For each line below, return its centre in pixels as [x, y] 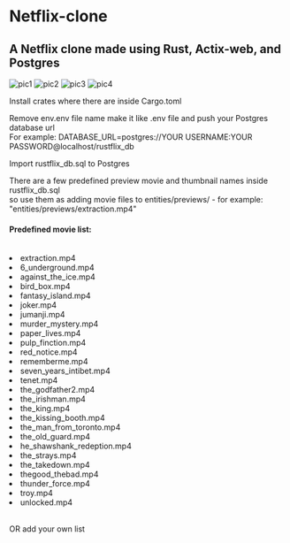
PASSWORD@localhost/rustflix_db [72, 146]
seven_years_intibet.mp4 [65, 371]
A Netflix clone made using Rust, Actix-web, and [145, 49]
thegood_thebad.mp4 [60, 474]
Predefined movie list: [50, 229]
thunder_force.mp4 [56, 484]
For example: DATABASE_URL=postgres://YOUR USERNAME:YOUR [131, 137]
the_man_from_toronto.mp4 [71, 427]
